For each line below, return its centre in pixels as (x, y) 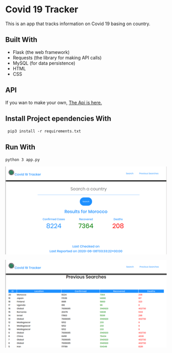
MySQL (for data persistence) (44, 63)
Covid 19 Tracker (42, 9)
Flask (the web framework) (41, 52)
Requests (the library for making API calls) (57, 57)
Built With (21, 40)
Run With (20, 147)
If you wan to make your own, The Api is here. (54, 102)
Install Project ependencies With (58, 118)
